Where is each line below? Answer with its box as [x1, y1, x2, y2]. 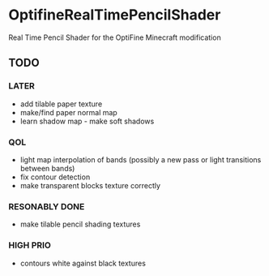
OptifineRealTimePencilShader [8, 6, 221, 24]
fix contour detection [19, 172, 91, 182]
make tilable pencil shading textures [19, 219, 141, 229]
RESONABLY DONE [8, 201, 85, 212]
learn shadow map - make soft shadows [19, 116, 155, 126]
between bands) [19, 163, 75, 173]
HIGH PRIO [8, 239, 51, 251]
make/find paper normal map [19, 107, 117, 117]
